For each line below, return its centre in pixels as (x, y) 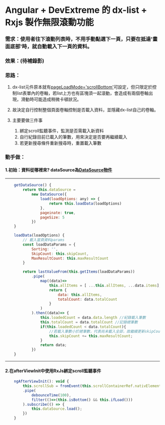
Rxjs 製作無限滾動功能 (50, 22)
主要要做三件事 (27, 120)
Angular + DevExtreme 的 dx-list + (76, 10)
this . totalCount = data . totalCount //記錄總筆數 (89, 322)
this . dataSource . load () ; (57, 409)
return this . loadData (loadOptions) (85, 203)
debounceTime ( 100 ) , (51, 395)
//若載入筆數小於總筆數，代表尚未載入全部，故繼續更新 (97, 331)
